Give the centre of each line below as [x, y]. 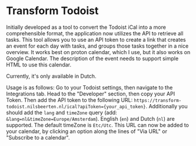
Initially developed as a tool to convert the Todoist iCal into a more [86, 27]
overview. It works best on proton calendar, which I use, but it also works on [98, 52]
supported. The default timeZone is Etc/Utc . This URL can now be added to [98, 125]
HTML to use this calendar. [39, 64]
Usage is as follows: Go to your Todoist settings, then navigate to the [89, 87]
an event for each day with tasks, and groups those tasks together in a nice [97, 46]
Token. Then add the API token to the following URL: [69, 100]
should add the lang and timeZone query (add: [62, 112]
